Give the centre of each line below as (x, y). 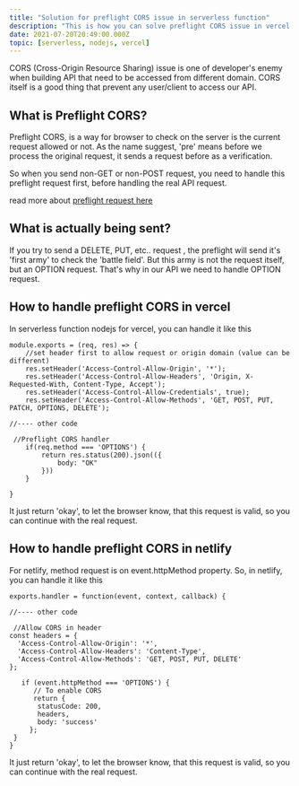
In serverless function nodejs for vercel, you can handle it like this (131, 328)
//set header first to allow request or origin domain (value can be (158, 353)
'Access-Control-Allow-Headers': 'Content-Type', (111, 651)
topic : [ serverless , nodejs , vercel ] (80, 43)
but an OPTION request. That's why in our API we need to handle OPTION (145, 269)
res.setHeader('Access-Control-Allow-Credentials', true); (138, 392)
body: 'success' (68, 722)
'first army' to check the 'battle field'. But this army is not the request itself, (147, 259)
